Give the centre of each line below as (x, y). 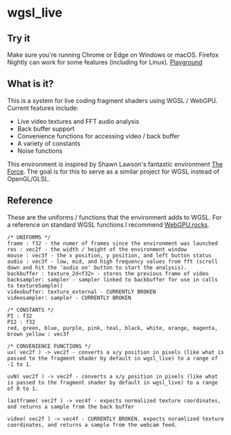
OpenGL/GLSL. (29, 178)
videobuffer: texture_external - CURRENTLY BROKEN (82, 292)
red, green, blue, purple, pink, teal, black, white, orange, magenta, (112, 328)
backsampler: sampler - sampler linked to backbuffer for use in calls (112, 279)
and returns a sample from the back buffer (71, 407)
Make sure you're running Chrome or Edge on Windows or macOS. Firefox (113, 55)
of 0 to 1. (23, 389)
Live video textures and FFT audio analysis (78, 121)
